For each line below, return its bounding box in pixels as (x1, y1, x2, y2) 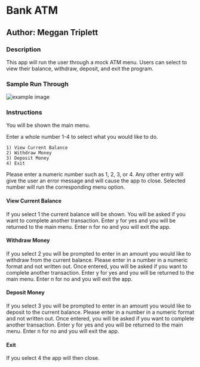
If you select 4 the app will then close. (6, 354, 100, 362)
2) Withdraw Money (6, 150, 52, 156)
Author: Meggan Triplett (6, 27, 99, 38)
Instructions (6, 108, 43, 117)
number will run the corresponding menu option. (6, 183, 125, 191)
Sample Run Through (6, 80, 69, 88)
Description (6, 45, 41, 54)
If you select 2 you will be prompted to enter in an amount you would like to (6, 250, 191, 257)
